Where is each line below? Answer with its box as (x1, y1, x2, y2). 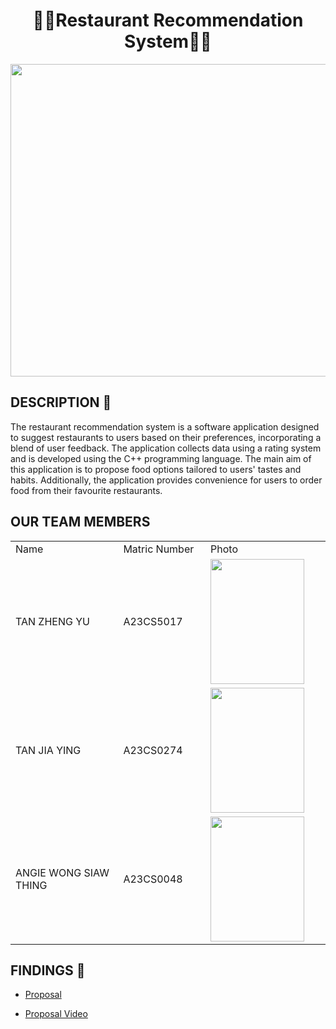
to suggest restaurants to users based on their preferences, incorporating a (10, 431, 322, 443)
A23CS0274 (123, 743, 183, 757)
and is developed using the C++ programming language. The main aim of (10, 452, 312, 464)
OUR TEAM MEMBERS (10, 514, 151, 531)
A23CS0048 (123, 872, 183, 886)
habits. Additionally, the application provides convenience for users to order (10, 474, 323, 486)
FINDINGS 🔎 (10, 962, 86, 979)
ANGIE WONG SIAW (15, 865, 110, 879)
